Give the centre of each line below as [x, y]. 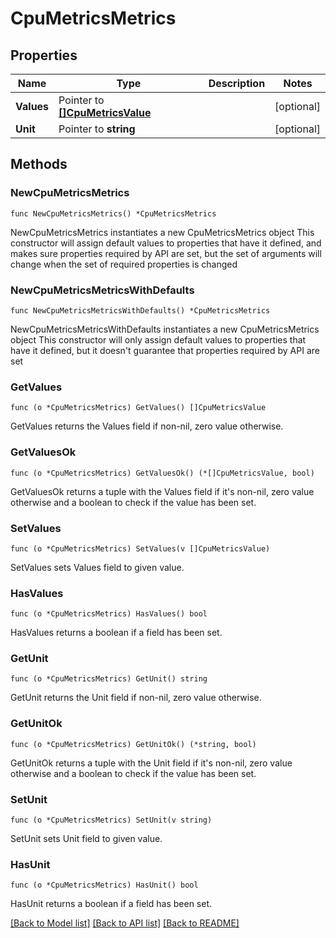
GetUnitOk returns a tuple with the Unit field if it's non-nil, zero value [151, 763]
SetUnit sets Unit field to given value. [86, 839]
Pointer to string [97, 129]
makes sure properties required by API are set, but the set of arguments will [166, 253]
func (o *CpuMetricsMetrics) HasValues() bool [109, 614]
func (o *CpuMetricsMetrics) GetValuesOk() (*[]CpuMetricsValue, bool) [162, 473]
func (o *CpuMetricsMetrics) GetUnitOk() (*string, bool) [133, 744]
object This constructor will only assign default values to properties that [158, 339]
